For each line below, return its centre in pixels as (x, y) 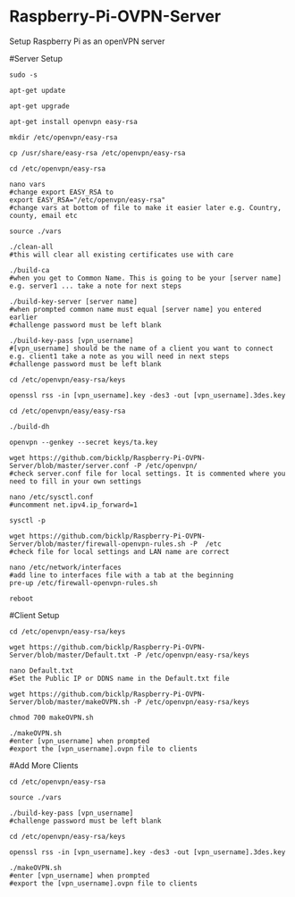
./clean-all (31, 247)
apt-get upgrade (39, 106)
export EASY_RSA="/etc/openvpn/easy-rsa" (88, 200)
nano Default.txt (42, 671)
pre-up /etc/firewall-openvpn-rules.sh (84, 583)
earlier (24, 317)
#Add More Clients (44, 765)
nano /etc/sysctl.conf (51, 497)
